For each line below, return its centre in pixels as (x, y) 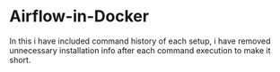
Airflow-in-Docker (79, 16)
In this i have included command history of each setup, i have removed (140, 41)
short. (20, 60)
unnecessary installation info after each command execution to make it (140, 50)
